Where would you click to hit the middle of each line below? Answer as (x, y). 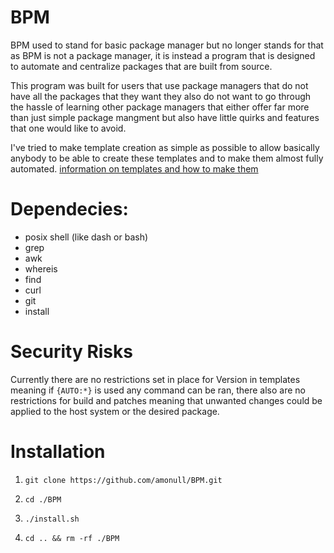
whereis (41, 268)
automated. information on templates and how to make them (134, 168)
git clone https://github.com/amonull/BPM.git (123, 480)
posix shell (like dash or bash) (86, 237)
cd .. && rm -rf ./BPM (72, 538)
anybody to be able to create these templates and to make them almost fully (167, 158)
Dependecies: (69, 209)
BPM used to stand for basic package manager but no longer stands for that (167, 45)
